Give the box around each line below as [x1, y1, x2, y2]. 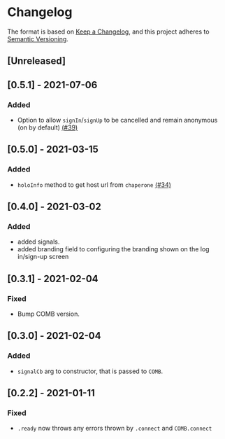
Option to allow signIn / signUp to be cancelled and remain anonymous [17, 116, 218, 125]
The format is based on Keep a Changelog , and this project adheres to [7, 27, 210, 36]
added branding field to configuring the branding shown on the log [17, 245, 210, 253]
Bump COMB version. [17, 309, 80, 319]
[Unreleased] [7, 55, 66, 67]
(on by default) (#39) [17, 123, 78, 132]
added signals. [17, 237, 60, 246]
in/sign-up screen [17, 253, 69, 261]
